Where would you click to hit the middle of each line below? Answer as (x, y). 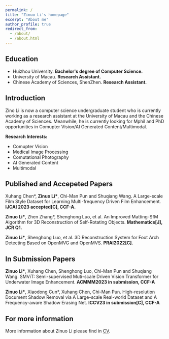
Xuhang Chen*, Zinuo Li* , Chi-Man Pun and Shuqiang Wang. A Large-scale (84, 196)
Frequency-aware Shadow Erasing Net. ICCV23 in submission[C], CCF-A (82, 303)
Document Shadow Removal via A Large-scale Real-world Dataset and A (81, 297)
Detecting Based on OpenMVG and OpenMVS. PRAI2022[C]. (69, 243)
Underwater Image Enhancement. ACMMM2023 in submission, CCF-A (80, 282)
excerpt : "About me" (27, 19)
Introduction (25, 98)
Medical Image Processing (40, 152)
